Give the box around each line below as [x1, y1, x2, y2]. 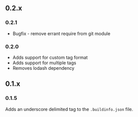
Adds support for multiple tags [12, 60, 77, 66]
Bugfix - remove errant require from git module [12, 30, 111, 37]
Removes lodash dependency [12, 65, 75, 71]
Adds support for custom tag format [12, 54, 88, 60]
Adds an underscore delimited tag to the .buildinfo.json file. [5, 106, 133, 112]
